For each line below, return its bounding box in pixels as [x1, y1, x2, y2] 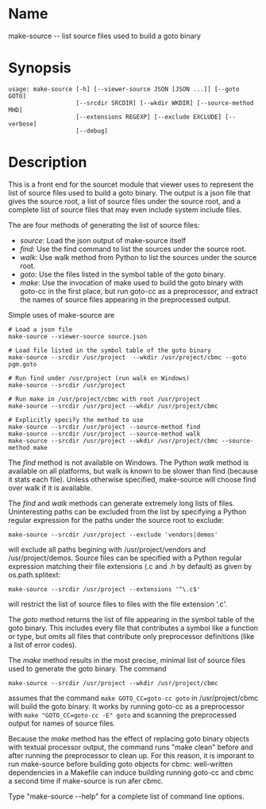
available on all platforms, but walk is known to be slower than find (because [8, 466, 258, 475]
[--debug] [75, 126, 109, 135]
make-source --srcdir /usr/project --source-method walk [8, 430, 201, 438]
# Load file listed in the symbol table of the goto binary [8, 346, 212, 354]
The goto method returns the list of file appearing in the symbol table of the [8, 614, 256, 624]
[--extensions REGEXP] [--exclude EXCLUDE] [75, 113, 222, 121]
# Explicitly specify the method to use [8, 416, 145, 424]
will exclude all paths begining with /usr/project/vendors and [8, 544, 206, 554]
